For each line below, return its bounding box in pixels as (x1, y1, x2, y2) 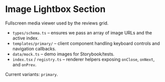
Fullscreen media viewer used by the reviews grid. (5, 20, 109, 26)
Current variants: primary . (5, 71, 58, 77)
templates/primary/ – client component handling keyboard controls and (12, 40, 160, 46)
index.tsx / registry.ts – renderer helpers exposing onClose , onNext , (12, 56, 155, 62)
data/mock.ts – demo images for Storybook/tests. (12, 51, 115, 57)
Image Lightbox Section (5, 3, 106, 15)
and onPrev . (12, 61, 36, 67)
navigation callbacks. (12, 45, 56, 51)
